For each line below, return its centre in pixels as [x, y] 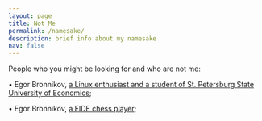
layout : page [30, 16]
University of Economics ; [50, 93]
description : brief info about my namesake [83, 38]
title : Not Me [32, 23]
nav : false [27, 46]
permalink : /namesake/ [46, 31]
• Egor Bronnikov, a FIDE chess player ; [73, 109]
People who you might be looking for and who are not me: [105, 69]
